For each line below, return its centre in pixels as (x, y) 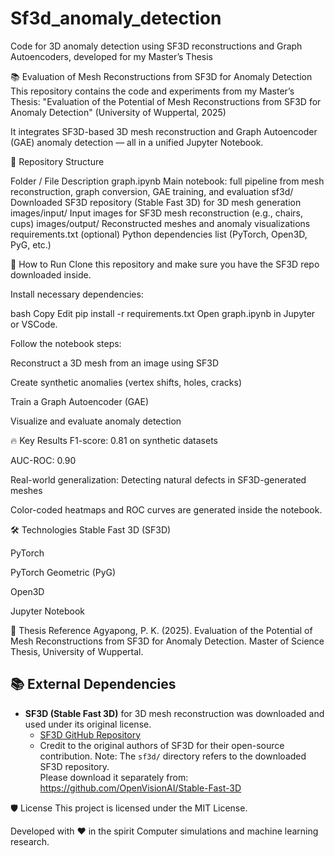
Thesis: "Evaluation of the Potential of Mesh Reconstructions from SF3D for (166, 101)
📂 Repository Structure (57, 161)
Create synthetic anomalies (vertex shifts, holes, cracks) (126, 382)
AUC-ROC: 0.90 (43, 460)
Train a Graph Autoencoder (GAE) (80, 401)
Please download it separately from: (114, 777)
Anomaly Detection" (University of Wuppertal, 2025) (118, 112)
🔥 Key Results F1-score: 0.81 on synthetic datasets (114, 440)
